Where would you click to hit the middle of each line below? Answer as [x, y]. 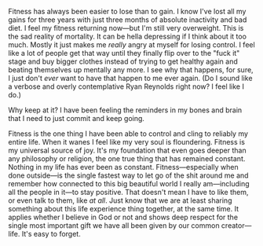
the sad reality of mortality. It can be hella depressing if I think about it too [128, 36]
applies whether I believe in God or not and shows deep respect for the [123, 217]
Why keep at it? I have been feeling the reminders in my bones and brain [125, 110]
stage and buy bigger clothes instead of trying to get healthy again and [123, 61]
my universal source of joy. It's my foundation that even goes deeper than [127, 150]
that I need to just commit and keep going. [77, 118]
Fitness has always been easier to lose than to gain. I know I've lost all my [127, 11]
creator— [236, 226]
